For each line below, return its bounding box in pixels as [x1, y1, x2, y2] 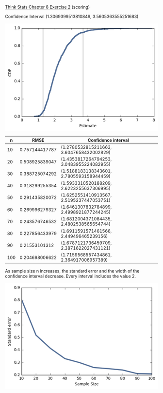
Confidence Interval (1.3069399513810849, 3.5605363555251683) [5, 14, 139, 19]
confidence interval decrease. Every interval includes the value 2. [5, 273, 136, 279]
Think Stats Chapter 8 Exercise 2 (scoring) [5, 4, 90, 10]
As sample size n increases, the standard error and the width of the [5, 268, 140, 274]
